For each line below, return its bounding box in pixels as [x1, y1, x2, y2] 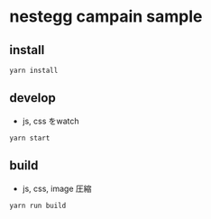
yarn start [9, 133, 50, 142]
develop [9, 90, 56, 105]
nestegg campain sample [9, 6, 203, 27]
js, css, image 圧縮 [22, 183, 92, 194]
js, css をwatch [22, 115, 79, 126]
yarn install [9, 66, 59, 75]
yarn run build [9, 201, 67, 210]
